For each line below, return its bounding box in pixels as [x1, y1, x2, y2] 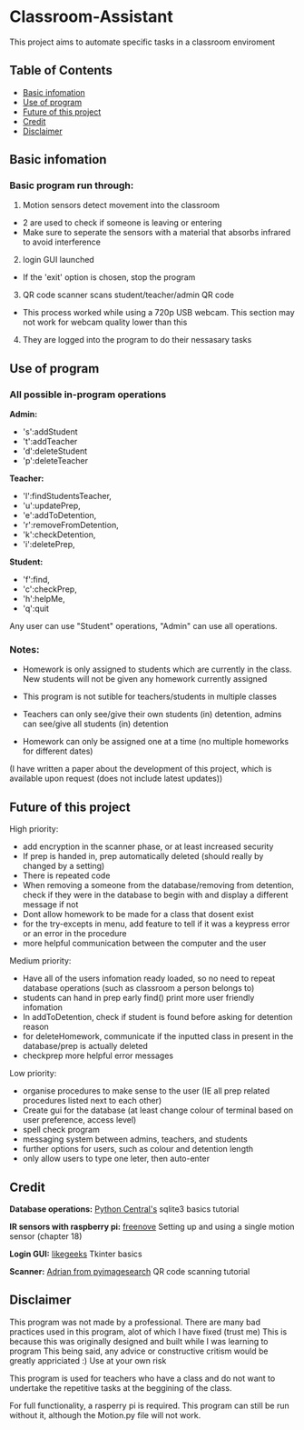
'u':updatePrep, [22, 500, 82, 511]
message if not [22, 899, 79, 910]
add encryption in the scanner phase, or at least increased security [22, 841, 274, 852]
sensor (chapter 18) [9, 1231, 83, 1242]
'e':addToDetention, [22, 510, 97, 521]
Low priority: [9, 1068, 57, 1079]
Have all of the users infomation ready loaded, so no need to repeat [22, 973, 275, 984]
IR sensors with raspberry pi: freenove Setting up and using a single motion [9, 1221, 295, 1233]
